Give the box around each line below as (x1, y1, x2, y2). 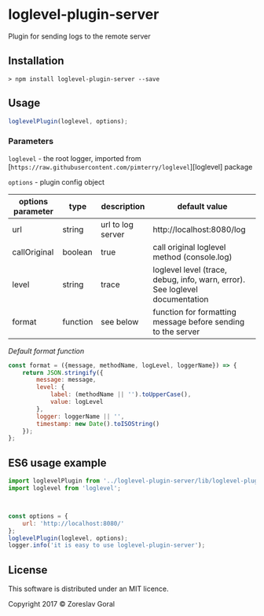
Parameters (8, 136, 53, 147)
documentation (152, 293, 209, 304)
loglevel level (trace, (152, 264, 228, 275)
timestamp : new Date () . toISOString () (36, 420, 159, 427)
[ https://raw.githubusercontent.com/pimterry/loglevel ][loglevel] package (8, 162, 253, 171)
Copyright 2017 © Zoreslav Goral (8, 599, 115, 609)
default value (177, 200, 228, 211)
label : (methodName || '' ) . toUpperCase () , (49, 390, 192, 398)
